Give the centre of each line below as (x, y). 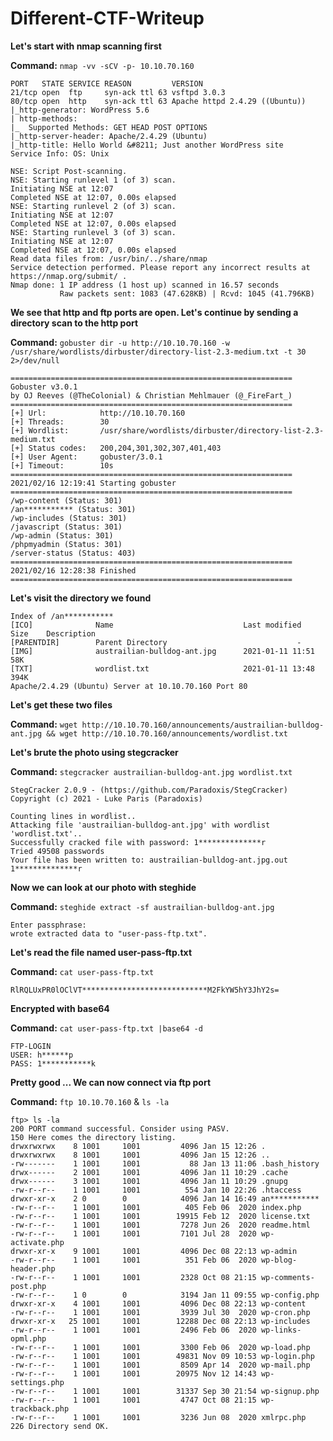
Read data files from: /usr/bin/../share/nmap (109, 258)
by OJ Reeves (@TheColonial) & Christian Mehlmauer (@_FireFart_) (151, 395)
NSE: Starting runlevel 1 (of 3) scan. (93, 180)
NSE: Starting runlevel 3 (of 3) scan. (93, 232)
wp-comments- (287, 1277)
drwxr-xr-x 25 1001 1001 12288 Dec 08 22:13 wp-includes (160, 1321)
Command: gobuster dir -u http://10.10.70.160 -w (120, 342)
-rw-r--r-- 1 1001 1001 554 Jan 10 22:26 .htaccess (156, 1190)
